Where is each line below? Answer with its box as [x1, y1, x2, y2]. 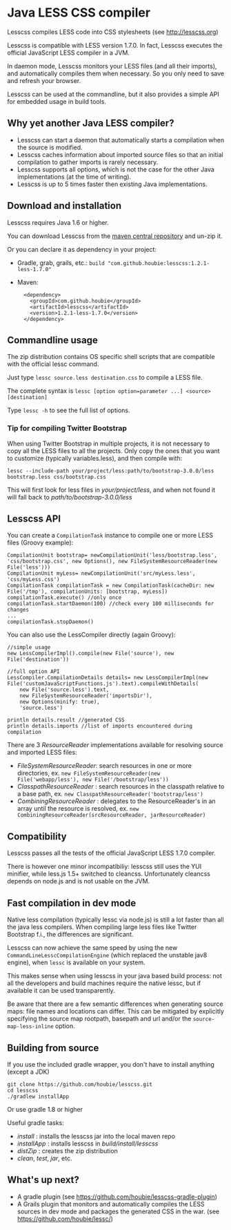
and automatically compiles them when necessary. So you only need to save [7, 69, 225, 77]
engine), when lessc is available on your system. [7, 958, 145, 966]
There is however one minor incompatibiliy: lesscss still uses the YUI [7, 863, 202, 871]
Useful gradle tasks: [7, 1119, 64, 1127]
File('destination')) [7, 656, 70, 663]
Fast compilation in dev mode [7, 897, 137, 909]
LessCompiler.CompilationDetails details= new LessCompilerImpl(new [7, 674, 208, 681]
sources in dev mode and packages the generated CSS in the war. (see [17, 1207, 219, 1215]
